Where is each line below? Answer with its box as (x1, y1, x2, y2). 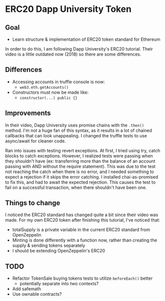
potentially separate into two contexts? (19, 281, 99, 287)
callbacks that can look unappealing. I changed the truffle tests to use (5, 132, 147, 138)
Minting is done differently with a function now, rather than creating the (12, 237, 157, 243)
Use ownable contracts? (12, 291, 62, 297)
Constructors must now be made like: (12, 89, 89, 95)
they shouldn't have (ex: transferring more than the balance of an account (5, 158, 156, 164)
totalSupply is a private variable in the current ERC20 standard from (12, 227, 150, 233)
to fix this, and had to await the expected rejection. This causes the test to (5, 179, 156, 185)
